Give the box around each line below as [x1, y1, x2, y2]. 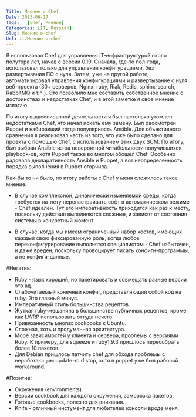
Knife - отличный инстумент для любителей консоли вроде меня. [14, 405, 180, 411]
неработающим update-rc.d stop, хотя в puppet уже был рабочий [14, 357, 178, 364]
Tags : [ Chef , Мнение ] [6, 19, 65, 25]
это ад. [14, 282, 33, 289]
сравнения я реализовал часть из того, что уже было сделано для [6, 132, 173, 138]
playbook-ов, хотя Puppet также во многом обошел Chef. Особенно [6, 151, 176, 157]
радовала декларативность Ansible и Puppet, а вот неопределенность [6, 157, 183, 164]
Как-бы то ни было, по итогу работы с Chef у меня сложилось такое [6, 174, 178, 181]
